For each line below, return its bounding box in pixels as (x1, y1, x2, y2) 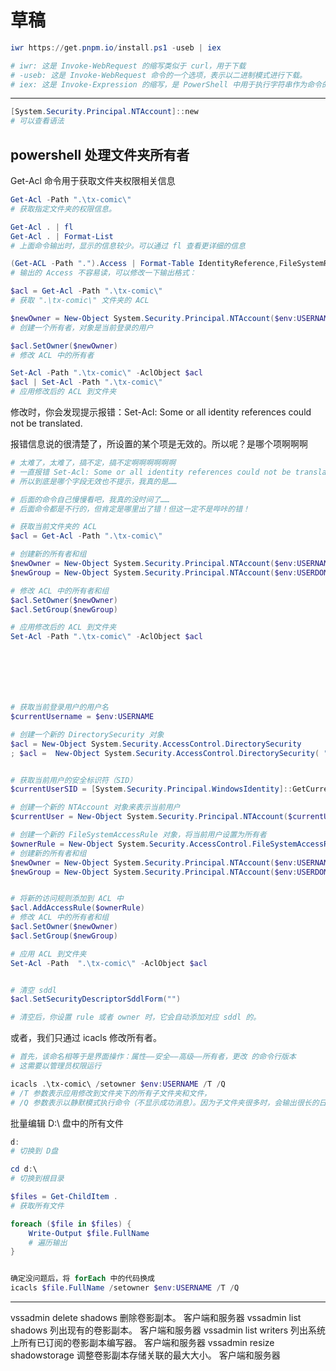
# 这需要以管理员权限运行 (10, 1061, 102, 1071)
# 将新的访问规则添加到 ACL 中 (10, 894, 124, 904)
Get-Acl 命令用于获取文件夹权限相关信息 (10, 175, 176, 186)
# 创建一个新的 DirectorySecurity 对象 (10, 729, 165, 740)
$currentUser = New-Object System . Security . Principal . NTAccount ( (10, 812, 288, 822)
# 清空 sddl (10, 985, 57, 995)
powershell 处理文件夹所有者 (10, 146, 190, 163)
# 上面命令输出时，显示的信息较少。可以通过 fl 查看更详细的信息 (10, 241, 246, 251)
